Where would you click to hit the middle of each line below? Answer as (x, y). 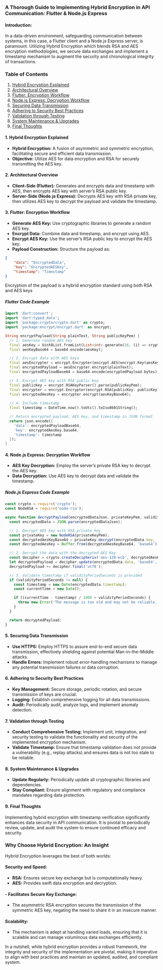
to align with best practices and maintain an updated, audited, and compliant (81, 957)
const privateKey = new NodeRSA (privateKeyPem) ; (59, 535)
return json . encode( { (31, 421)
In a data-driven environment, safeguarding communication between (74, 36)
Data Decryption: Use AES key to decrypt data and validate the (75, 476)
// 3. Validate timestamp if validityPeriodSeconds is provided (76, 575)
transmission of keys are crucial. (44, 694)
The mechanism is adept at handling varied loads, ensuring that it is (80, 932)
